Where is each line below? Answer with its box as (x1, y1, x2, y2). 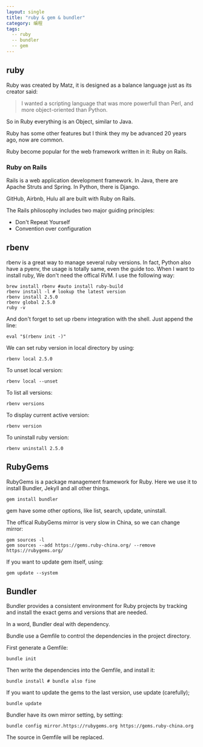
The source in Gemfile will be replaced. (6, 734, 104, 741)
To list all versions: (6, 389, 53, 396)
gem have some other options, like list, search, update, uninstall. (6, 507, 167, 514)
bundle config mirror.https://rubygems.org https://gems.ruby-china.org (6, 723, 194, 729)
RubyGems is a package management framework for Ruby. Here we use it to (6, 478, 198, 485)
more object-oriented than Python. (21, 106, 108, 113)
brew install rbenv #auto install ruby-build (6, 283, 123, 289)
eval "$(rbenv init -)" (6, 333, 67, 339)
